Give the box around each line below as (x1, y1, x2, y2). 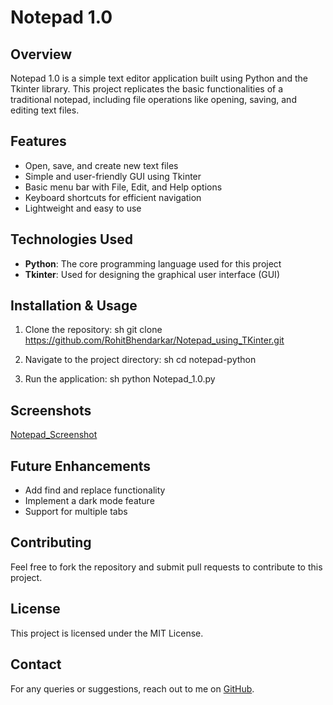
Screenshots (10, 402, 92, 419)
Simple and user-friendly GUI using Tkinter (24, 170, 202, 182)
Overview (10, 46, 73, 63)
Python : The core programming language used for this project (24, 257, 282, 270)
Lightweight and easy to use (24, 202, 142, 214)
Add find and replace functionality (24, 484, 166, 496)
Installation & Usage (10, 297, 138, 315)
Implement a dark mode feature (24, 495, 155, 507)
